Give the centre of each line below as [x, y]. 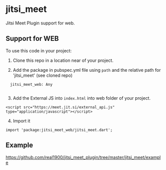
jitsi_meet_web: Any [31, 84]
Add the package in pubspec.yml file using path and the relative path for [87, 70]
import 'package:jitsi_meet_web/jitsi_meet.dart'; [59, 130]
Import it [21, 121]
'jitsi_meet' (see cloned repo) [42, 75]
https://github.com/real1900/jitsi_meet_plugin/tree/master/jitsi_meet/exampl [83, 157]
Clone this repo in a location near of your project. [63, 60]
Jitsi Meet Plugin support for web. [40, 23]
